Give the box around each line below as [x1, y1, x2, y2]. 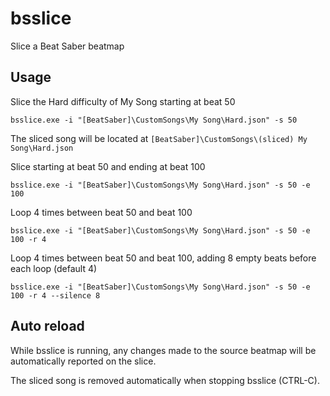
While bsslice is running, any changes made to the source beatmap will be [10, 344, 317, 356]
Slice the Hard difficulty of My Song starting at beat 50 [10, 95, 236, 107]
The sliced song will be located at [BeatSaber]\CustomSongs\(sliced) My [10, 132, 308, 144]
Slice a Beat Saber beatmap [10, 40, 125, 52]
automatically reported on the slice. [10, 355, 157, 367]
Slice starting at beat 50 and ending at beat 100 [10, 160, 206, 172]
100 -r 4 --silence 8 [10, 290, 101, 301]
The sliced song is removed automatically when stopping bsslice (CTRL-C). [10, 374, 320, 386]
